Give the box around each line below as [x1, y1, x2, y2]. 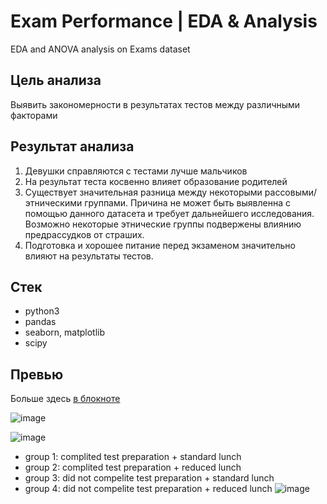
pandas [24, 316, 57, 328]
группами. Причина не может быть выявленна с [84, 196, 291, 209]
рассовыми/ [264, 186, 318, 198]
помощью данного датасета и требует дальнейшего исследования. [24, 207, 315, 219]
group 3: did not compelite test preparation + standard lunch [24, 472, 275, 484]
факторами [10, 109, 58, 121]
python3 [24, 305, 60, 317]
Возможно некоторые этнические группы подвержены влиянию [24, 218, 302, 230]
